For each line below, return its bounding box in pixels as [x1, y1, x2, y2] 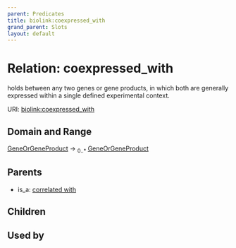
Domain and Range [7, 125, 92, 138]
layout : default [7, 30, 55, 37]
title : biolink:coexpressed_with [7, 17, 106, 24]
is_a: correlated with [17, 185, 76, 194]
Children [7, 206, 46, 218]
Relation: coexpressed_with [7, 61, 174, 76]
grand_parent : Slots [7, 23, 68, 30]
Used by [7, 230, 44, 242]
